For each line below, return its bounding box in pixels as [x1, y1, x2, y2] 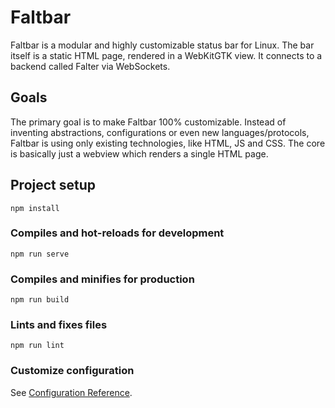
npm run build [10, 295, 70, 305]
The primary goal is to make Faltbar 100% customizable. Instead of [10, 116, 287, 128]
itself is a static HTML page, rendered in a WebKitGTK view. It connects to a [10, 49, 323, 61]
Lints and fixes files [10, 318, 108, 332]
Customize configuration [10, 364, 135, 378]
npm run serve [10, 249, 70, 259]
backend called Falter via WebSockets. [10, 60, 171, 72]
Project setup [10, 177, 97, 194]
